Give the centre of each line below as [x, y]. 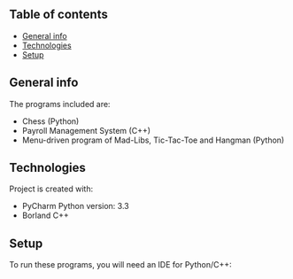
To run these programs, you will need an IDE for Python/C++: [120, 265]
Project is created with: [51, 189]
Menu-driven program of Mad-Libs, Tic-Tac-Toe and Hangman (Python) [153, 140]
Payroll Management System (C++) [86, 130]
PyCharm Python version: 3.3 [76, 206]
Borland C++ [45, 215]
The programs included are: [60, 104]
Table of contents [58, 15]
